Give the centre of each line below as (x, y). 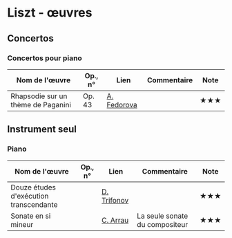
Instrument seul (42, 129)
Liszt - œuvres (50, 13)
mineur (22, 224)
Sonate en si (31, 216)
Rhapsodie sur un (39, 96)
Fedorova (122, 104)
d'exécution (30, 196)
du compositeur (163, 224)
